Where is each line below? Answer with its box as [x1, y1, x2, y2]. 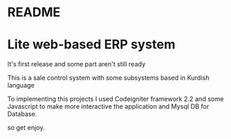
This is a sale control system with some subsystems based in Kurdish [7, 73, 210, 82]
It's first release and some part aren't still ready [7, 60, 146, 68]
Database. [7, 110, 38, 119]
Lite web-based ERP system [7, 37, 176, 53]
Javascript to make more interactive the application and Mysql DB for [7, 102, 210, 111]
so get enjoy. [7, 123, 45, 132]
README [7, 4, 61, 20]
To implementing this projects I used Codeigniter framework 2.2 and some [7, 95, 225, 103]
